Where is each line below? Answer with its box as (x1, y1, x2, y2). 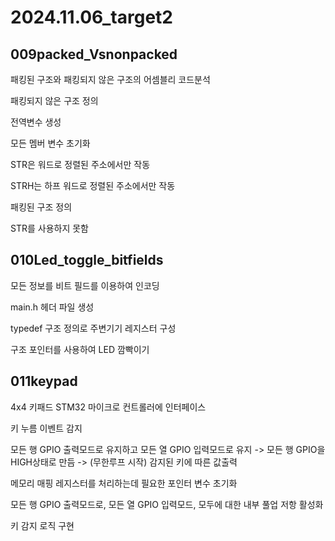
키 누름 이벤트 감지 (10, 422, 83, 434)
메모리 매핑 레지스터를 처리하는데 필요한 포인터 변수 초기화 (10, 477, 238, 489)
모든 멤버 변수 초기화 (10, 137, 91, 149)
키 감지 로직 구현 (10, 519, 75, 531)
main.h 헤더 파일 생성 (10, 301, 95, 313)
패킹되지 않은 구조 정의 (10, 95, 99, 106)
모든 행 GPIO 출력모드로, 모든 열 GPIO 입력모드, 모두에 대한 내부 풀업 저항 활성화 (10, 498, 324, 510)
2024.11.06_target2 (10, 6, 173, 29)
